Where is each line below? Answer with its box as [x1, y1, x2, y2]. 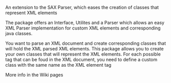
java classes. [5, 31, 33, 36]
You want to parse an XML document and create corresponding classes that [5, 40, 166, 46]
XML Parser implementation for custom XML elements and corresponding [5, 25, 161, 31]
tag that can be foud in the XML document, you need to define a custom [5, 57, 158, 63]
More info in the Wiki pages [5, 72, 63, 78]
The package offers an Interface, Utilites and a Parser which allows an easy [5, 20, 165, 25]
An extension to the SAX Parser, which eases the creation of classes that [5, 5, 159, 10]
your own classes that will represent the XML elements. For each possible [5, 51, 161, 57]
